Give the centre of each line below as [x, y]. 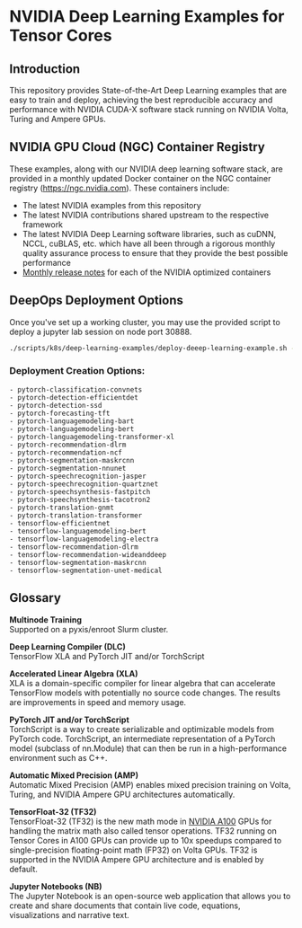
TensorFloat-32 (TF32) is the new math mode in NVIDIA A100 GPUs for [141, 821]
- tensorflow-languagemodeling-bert [78, 531]
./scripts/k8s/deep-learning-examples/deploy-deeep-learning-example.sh [148, 348]
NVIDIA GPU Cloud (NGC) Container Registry [137, 147]
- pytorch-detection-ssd [56, 405]
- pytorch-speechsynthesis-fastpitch [80, 491]
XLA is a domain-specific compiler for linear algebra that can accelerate [142, 683]
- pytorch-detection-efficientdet [74, 397]
